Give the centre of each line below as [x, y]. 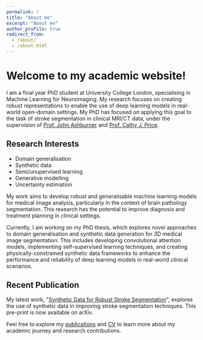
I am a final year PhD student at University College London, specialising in [98, 92]
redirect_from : [25, 35]
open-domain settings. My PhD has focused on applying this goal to [107, 112]
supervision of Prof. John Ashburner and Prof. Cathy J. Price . [83, 124]
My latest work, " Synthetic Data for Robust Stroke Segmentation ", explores [100, 300]
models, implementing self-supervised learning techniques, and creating [97, 246]
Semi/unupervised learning [49, 171]
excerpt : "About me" [32, 23]
